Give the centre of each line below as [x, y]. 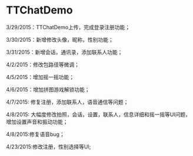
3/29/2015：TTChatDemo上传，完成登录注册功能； [68, 27]
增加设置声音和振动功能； [37, 121]
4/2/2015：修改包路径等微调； [43, 65]
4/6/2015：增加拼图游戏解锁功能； [48, 89]
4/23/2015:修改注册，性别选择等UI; [49, 147]
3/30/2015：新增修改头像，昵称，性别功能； [60, 39]
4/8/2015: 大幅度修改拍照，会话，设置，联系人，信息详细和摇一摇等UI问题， [99, 114]
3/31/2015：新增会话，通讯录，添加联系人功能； [64, 52]
